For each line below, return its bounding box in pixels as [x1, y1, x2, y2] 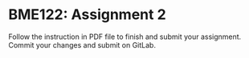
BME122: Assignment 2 [8, 6, 166, 24]
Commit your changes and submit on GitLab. [8, 40, 157, 49]
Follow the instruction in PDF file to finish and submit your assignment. [8, 32, 242, 41]
